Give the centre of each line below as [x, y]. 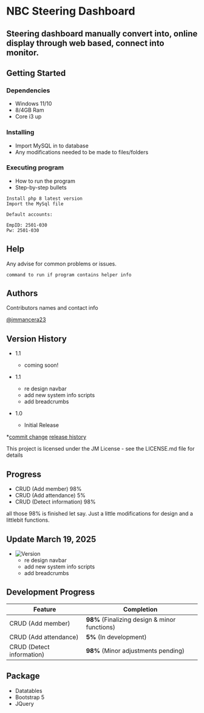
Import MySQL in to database [52, 145]
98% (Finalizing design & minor [131, 619]
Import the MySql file [35, 204]
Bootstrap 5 [30, 697]
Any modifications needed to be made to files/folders [82, 152]
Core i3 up [28, 117]
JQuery [25, 703]
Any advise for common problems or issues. [62, 264]
